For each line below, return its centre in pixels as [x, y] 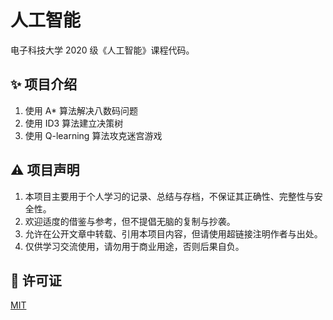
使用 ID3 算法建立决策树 [74, 123]
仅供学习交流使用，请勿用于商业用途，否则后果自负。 [134, 246]
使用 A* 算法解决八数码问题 [81, 110]
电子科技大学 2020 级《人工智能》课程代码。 [102, 50]
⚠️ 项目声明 [45, 170]
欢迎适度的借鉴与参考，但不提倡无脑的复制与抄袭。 [130, 221]
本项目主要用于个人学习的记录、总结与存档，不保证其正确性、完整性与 [169, 196]
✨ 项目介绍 [44, 84]
